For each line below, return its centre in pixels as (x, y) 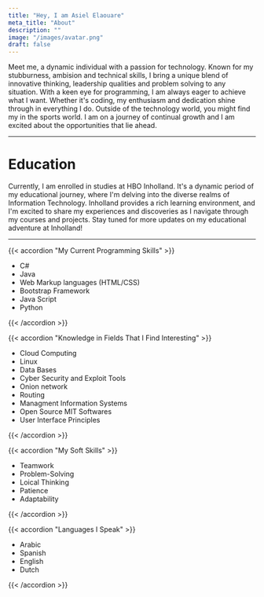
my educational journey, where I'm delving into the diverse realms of (119, 195)
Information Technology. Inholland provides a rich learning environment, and (132, 203)
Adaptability (39, 499)
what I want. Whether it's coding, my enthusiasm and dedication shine (122, 101)
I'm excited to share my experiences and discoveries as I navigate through (128, 211)
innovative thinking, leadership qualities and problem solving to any (117, 84)
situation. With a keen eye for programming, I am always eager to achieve (127, 92)
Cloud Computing (48, 353)
